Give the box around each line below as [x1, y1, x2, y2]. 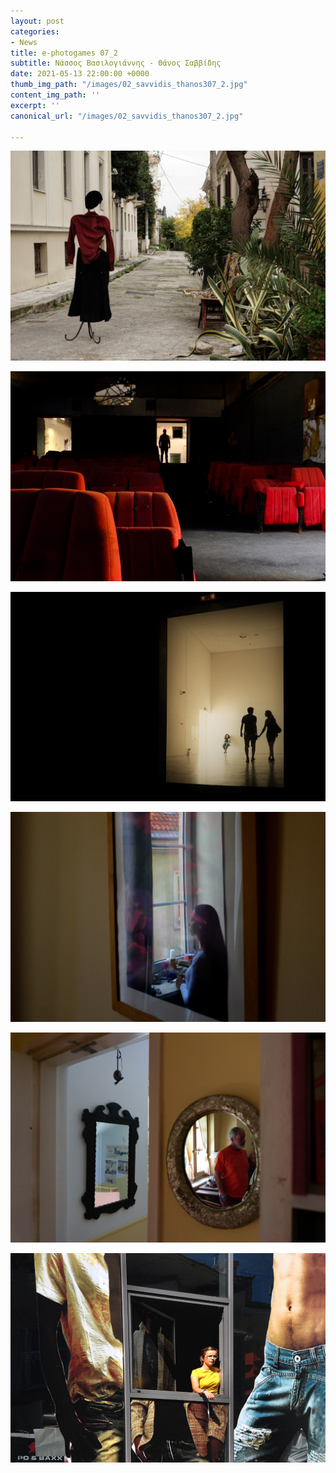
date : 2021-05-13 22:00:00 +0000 [10, 69, 150, 79]
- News [10, 37, 38, 47]
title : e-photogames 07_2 [10, 48, 118, 58]
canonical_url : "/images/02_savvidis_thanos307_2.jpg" [10, 111, 244, 121]
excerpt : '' [10, 100, 60, 110]
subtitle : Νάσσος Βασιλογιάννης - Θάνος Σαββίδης [10, 58, 222, 69]
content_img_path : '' [10, 90, 101, 100]
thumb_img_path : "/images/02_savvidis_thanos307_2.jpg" [10, 80, 248, 90]
